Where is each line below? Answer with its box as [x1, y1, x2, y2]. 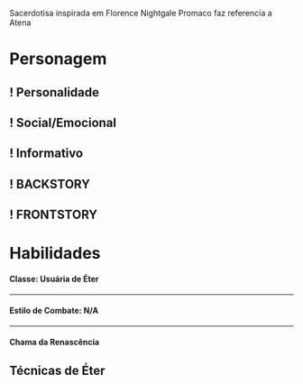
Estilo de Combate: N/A [9, 306, 99, 316]
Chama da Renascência [9, 337, 100, 348]
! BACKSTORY [9, 176, 90, 192]
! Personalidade [9, 85, 100, 100]
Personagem [9, 49, 107, 69]
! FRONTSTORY [9, 207, 97, 223]
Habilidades [9, 243, 101, 264]
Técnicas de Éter [9, 362, 106, 378]
